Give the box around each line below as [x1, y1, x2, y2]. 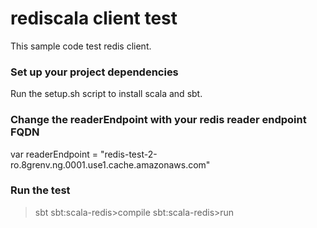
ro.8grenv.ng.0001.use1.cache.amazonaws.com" [10, 158, 211, 171]
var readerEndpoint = [10, 148, 98, 160]
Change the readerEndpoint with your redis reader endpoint [10, 113, 307, 127]
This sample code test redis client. [10, 40, 152, 52]
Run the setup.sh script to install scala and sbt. [10, 88, 203, 100]
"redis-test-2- [99, 148, 158, 160]
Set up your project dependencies [10, 65, 179, 79]
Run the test [10, 183, 71, 197]
